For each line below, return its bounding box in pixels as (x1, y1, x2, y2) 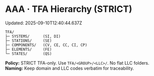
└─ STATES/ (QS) (5, 51, 52, 56)
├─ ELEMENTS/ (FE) (5, 47, 52, 52)
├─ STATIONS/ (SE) (5, 38, 52, 43)
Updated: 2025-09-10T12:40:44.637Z (5, 20, 83, 26)
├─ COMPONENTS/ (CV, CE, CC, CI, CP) (5, 42, 88, 48)
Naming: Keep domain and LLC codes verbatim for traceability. (5, 65, 134, 71)
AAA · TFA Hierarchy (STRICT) (5, 3, 132, 15)
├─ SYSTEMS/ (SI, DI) (5, 34, 61, 39)
